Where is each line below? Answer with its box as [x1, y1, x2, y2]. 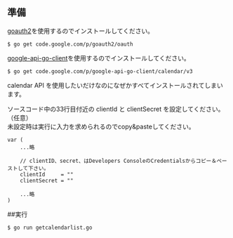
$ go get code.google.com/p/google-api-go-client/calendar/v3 [7, 67, 193, 75]
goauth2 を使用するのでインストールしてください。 [7, 27, 154, 35]
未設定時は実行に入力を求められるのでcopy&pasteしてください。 [7, 122, 195, 131]
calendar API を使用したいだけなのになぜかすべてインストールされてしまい [7, 81, 223, 89]
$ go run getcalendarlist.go [7, 224, 93, 231]
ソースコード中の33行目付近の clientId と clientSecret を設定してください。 [7, 105, 225, 113]
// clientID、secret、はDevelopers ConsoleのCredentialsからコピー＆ [20, 157, 217, 164]
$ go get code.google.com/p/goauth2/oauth [7, 41, 133, 48]
